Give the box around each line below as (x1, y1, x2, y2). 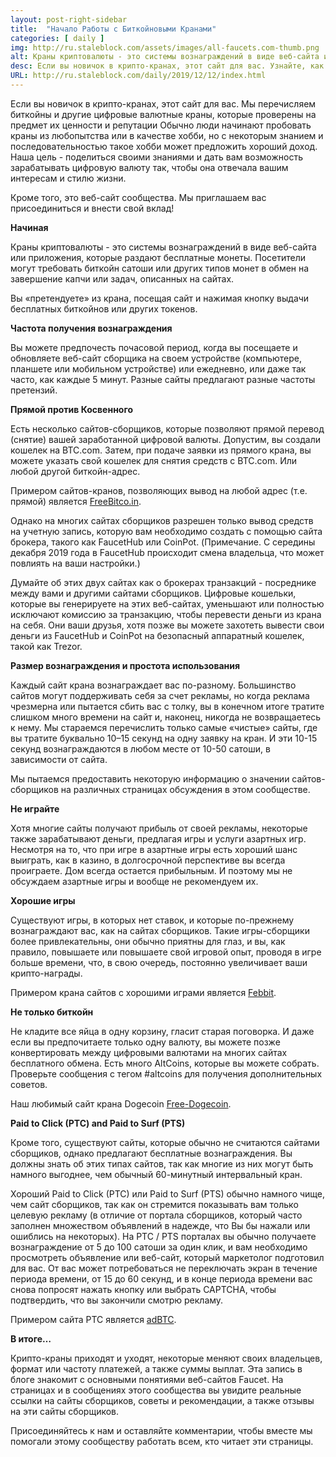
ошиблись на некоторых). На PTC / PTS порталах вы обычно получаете (10, 1230, 317, 1242)
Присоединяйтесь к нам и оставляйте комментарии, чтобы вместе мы (10, 1424, 313, 1436)
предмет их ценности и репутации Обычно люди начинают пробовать (10, 119, 312, 131)
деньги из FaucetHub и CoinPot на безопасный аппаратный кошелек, (10, 629, 305, 641)
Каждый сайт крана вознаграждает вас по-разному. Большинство (10, 679, 297, 691)
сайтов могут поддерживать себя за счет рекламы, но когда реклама (10, 689, 310, 701)
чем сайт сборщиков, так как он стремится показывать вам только (10, 1198, 299, 1210)
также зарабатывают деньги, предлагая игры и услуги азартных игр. (10, 832, 307, 845)
